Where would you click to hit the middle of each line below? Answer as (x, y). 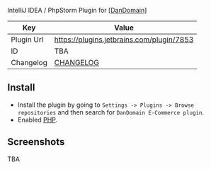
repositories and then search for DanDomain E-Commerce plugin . (111, 112)
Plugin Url (27, 40)
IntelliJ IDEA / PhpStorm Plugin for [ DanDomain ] (77, 10)
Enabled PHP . (38, 120)
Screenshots (36, 142)
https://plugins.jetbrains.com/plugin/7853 (124, 40)
